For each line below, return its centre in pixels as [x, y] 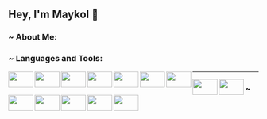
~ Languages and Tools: [56, 59]
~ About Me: [33, 37]
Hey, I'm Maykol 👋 [54, 15]
